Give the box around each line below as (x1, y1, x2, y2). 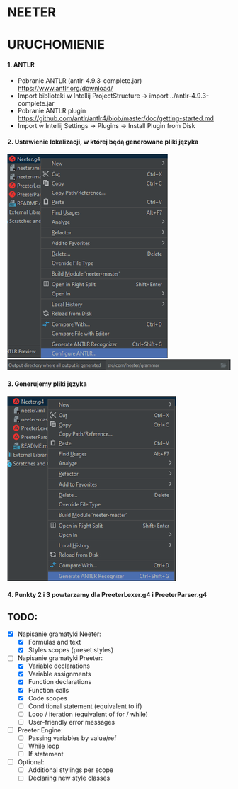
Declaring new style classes (28, 773, 110, 783)
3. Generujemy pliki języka (7, 380, 87, 388)
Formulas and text (28, 638, 81, 647)
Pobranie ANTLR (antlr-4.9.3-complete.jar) (17, 76, 142, 85)
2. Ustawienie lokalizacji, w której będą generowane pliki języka (7, 137, 199, 146)
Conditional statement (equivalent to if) (28, 702, 142, 710)
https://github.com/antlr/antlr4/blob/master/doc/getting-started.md (17, 114, 215, 123)
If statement (28, 750, 64, 759)
